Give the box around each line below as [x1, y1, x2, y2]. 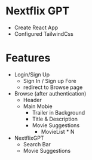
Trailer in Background [32, 109, 85, 116]
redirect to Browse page [23, 84, 83, 91]
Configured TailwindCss [14, 30, 74, 37]
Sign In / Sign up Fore [23, 77, 76, 84]
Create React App [14, 24, 59, 31]
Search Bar [23, 140, 51, 147]
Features [5, 51, 51, 65]
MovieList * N [41, 128, 75, 135]
